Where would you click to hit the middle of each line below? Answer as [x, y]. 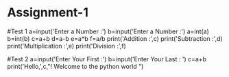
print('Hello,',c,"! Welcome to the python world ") [75, 66]
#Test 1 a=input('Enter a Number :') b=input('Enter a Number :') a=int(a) [108, 31]
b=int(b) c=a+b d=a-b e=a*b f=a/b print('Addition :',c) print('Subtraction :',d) [115, 38]
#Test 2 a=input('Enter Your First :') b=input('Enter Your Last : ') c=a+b [107, 59]
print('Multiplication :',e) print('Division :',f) [67, 46]
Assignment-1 [48, 13]
